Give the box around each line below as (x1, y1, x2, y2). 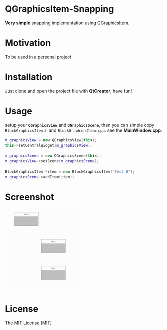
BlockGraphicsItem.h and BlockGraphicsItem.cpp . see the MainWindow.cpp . (5, 127, 162, 133)
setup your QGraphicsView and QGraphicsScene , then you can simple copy (5, 122, 155, 128)
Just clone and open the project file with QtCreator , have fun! (5, 88, 132, 94)
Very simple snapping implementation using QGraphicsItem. (5, 20, 130, 26)
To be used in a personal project (5, 54, 72, 60)
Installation (5, 71, 53, 83)
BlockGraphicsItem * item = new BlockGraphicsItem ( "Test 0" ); (5, 169, 135, 174)
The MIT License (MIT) (5, 320, 52, 326)
